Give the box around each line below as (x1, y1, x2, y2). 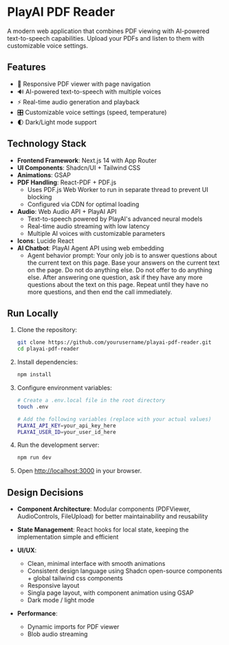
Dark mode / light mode (27, 596, 95, 604)
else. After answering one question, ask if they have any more (27, 273, 203, 281)
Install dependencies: (17, 358, 78, 367)
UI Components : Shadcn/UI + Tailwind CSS (17, 163, 141, 172)
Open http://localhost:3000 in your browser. (17, 467, 142, 475)
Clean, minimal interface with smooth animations (27, 560, 166, 568)
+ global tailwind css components (27, 574, 123, 582)
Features (7, 61, 46, 73)
